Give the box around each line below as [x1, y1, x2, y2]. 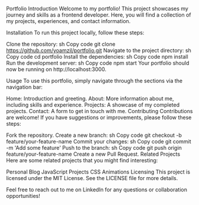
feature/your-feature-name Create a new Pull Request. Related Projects [6, 150, 181, 158]
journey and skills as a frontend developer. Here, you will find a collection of [6, 11, 191, 18]
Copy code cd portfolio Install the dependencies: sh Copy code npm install [6, 53, 188, 60]
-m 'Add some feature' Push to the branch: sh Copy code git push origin [6, 145, 182, 151]
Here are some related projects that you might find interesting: [6, 157, 158, 164]
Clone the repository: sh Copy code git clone [6, 41, 115, 47]
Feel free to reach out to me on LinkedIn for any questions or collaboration [6, 186, 188, 193]
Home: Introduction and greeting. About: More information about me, [6, 95, 174, 102]
